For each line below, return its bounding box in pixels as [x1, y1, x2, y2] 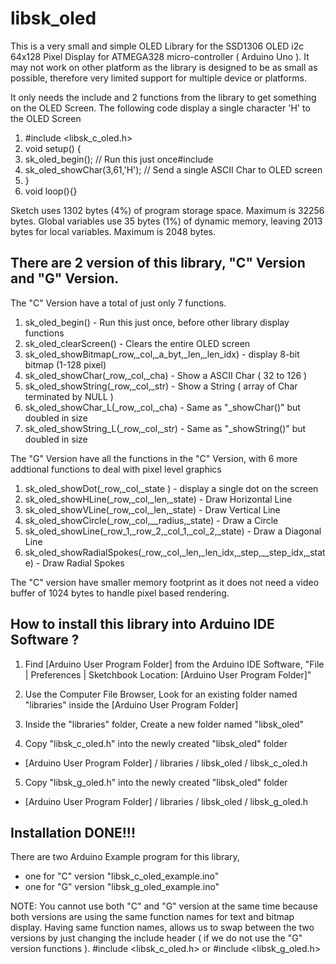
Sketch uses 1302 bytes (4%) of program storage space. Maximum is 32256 [10, 204, 325, 216]
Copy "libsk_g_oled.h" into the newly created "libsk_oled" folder [24, 776, 288, 788]
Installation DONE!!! [10, 824, 136, 841]
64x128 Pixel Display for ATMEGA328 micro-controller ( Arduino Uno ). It [10, 50, 310, 62]
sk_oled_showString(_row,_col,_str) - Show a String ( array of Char [24, 380, 298, 392]
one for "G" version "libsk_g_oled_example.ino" [24, 881, 220, 893]
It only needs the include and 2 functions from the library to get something [10, 91, 317, 103]
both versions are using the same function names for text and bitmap [10, 911, 295, 923]
